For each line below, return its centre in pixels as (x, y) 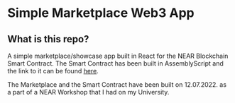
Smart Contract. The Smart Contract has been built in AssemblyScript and (115, 63)
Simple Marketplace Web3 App (101, 13)
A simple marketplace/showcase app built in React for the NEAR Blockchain (118, 56)
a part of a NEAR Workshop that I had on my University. (88, 92)
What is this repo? (48, 39)
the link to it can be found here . (53, 71)
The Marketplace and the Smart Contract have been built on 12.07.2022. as (117, 85)
